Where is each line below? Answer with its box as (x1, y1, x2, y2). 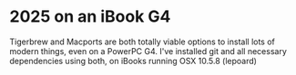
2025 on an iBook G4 (9, 6, 171, 27)
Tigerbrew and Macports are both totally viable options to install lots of (9, 36, 276, 47)
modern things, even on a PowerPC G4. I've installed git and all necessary (9, 45, 287, 56)
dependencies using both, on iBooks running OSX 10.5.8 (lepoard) (9, 55, 258, 66)
